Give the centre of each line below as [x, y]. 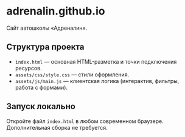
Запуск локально [41, 106]
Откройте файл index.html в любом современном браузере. [85, 121]
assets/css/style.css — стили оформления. [72, 75]
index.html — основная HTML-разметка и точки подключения [96, 61]
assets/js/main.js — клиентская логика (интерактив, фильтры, [97, 81]
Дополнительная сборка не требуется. [57, 127]
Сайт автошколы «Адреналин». [47, 28]
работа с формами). [41, 87]
